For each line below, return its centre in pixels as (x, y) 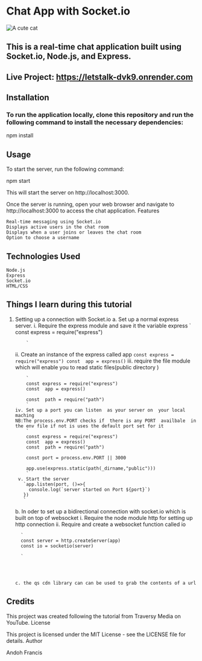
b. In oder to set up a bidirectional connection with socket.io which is (100, 511)
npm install (20, 136)
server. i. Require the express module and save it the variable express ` (103, 326)
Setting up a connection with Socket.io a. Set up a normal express (97, 319)
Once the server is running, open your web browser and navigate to (90, 205)
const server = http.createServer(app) (71, 541)
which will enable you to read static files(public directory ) (87, 367)
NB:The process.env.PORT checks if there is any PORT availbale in (106, 421)
